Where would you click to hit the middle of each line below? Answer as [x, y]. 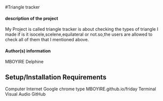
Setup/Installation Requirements [56, 77]
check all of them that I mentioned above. [47, 40]
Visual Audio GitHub [25, 94]
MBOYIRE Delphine [24, 62]
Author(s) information [28, 50]
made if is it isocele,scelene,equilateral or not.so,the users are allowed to [79, 34]
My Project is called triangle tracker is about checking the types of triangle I [82, 29]
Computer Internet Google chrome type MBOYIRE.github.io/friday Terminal [81, 89]
